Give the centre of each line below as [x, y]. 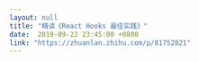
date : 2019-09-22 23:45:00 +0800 [74, 34]
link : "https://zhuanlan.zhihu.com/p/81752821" [100, 43]
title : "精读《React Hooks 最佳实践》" [79, 26]
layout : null [34, 17]
